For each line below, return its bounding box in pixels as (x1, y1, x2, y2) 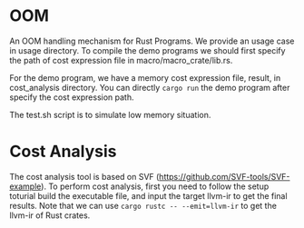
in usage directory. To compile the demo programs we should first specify (9, 45, 286, 55)
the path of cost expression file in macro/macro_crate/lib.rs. (9, 55, 233, 65)
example (9, 181, 42, 192)
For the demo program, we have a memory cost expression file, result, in (9, 72, 281, 83)
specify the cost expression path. (9, 92, 134, 103)
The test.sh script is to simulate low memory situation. (9, 109, 211, 120)
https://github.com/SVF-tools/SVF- (158, 171, 290, 182)
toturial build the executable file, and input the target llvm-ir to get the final (9, 190, 288, 201)
